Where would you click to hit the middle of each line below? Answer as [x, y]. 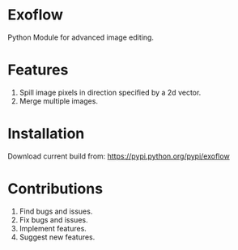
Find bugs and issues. [56, 211]
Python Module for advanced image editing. [81, 37]
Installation [46, 134]
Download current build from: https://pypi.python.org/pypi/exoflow [119, 156]
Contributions [55, 189]
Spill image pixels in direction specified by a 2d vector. [110, 92]
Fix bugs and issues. [53, 219]
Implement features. [53, 228]
